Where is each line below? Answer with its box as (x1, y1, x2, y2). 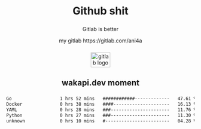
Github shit (72, 4, 129, 18)
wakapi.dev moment (62, 78, 139, 88)
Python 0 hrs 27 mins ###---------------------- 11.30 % (6, 112, 197, 118)
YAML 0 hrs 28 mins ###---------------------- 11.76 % (6, 107, 197, 113)
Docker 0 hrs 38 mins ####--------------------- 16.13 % (6, 102, 197, 107)
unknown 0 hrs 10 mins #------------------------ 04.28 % (6, 118, 197, 124)
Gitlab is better (82, 26, 119, 33)
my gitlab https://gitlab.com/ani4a (59, 37, 142, 44)
